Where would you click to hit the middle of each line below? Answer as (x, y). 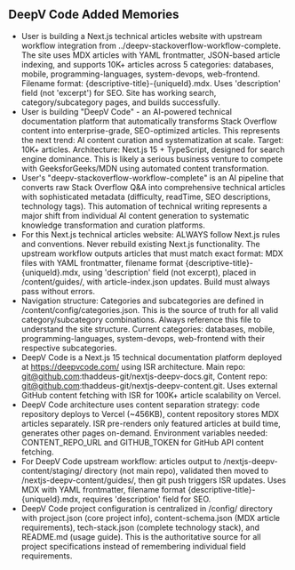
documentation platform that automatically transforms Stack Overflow (149, 121)
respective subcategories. (69, 348)
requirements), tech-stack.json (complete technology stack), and (140, 527)
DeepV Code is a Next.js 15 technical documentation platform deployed (151, 357)
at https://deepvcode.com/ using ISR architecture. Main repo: (133, 366)
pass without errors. (58, 291)
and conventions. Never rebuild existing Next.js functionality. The (140, 244)
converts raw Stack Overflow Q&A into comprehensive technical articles (153, 187)
